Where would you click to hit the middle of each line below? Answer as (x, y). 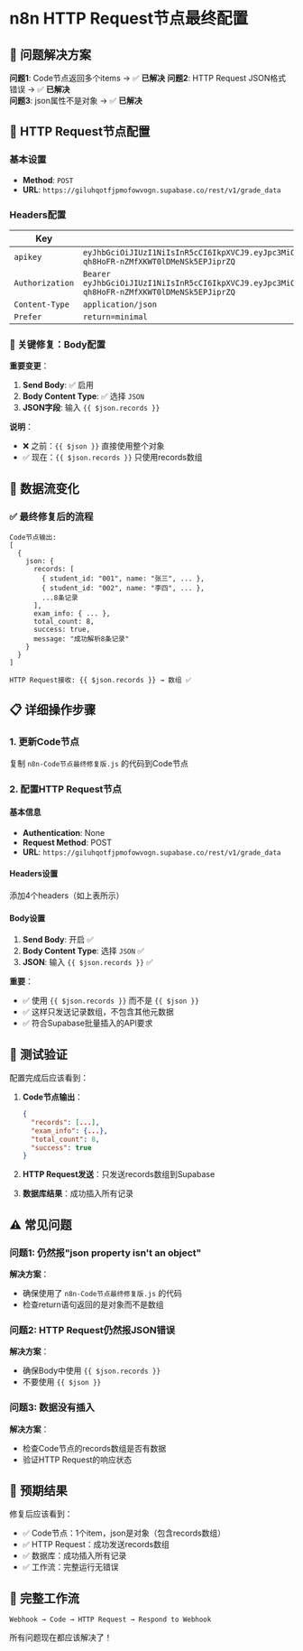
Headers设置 (34, 874)
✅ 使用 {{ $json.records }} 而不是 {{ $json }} (111, 1001)
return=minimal (115, 316)
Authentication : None (64, 832)
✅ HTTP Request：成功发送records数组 (96, 1544)
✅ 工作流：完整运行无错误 (70, 1567)
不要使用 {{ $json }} (62, 1382)
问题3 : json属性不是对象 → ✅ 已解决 (76, 101)
